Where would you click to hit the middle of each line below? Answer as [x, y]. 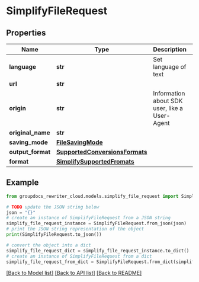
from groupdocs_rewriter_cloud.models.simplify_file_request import [92, 196]
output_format [30, 152]
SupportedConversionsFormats [102, 152]
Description [170, 49]
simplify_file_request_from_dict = [50, 262]
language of [170, 67]
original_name [30, 133]
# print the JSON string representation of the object [75, 229]
